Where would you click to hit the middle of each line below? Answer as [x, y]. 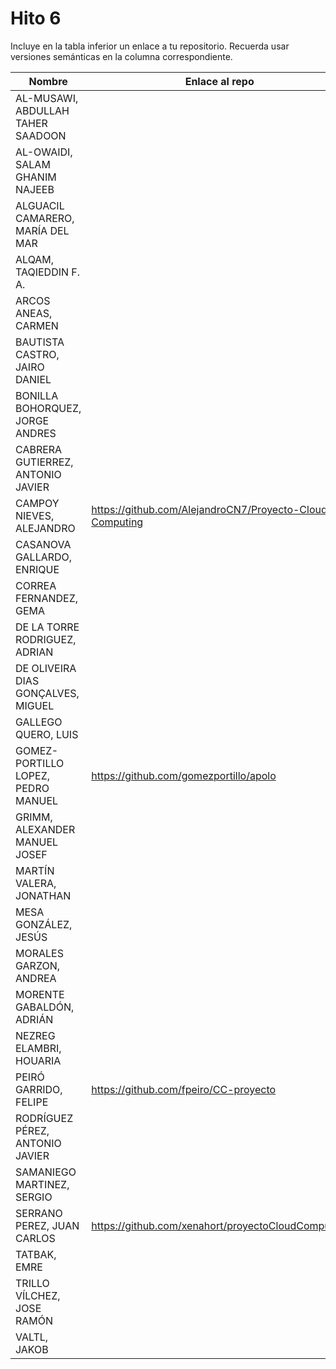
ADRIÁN [34, 1019]
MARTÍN [35, 870]
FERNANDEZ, [47, 598]
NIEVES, [35, 515]
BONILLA [37, 395]
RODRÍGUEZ [44, 1118]
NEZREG [35, 1035]
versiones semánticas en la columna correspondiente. [121, 56]
